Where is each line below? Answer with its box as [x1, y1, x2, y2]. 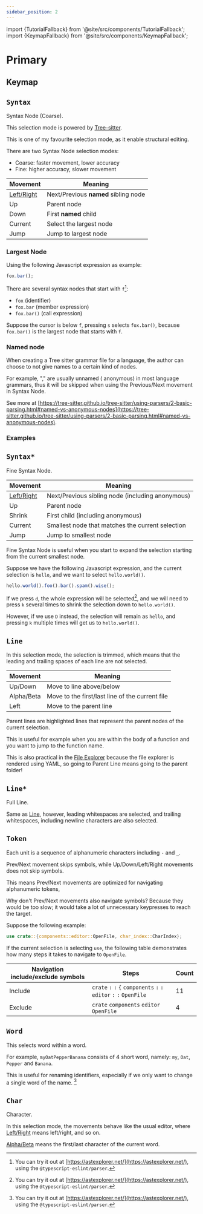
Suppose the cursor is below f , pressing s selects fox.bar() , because [6, 321, 180, 329]
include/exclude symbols [10, 973, 85, 981]
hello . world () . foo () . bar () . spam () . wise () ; [6, 582, 115, 589]
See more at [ [6, 399, 40, 407]
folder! [6, 767, 23, 774]
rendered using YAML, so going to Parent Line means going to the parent [6, 760, 188, 767]
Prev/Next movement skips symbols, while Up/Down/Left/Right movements [6, 861, 193, 868]
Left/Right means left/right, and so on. [6, 1129, 101, 1136]
